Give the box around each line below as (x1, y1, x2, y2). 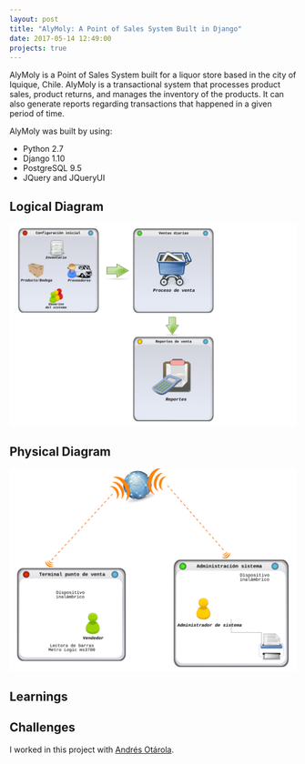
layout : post (9, 15, 59, 24)
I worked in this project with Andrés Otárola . (9, 744, 175, 755)
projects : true (9, 44, 67, 53)
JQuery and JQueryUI (22, 173, 106, 184)
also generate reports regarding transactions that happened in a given (9, 98, 272, 109)
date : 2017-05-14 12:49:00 (9, 34, 112, 43)
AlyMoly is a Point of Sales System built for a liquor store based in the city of (9, 69, 297, 81)
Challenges (9, 719, 76, 736)
